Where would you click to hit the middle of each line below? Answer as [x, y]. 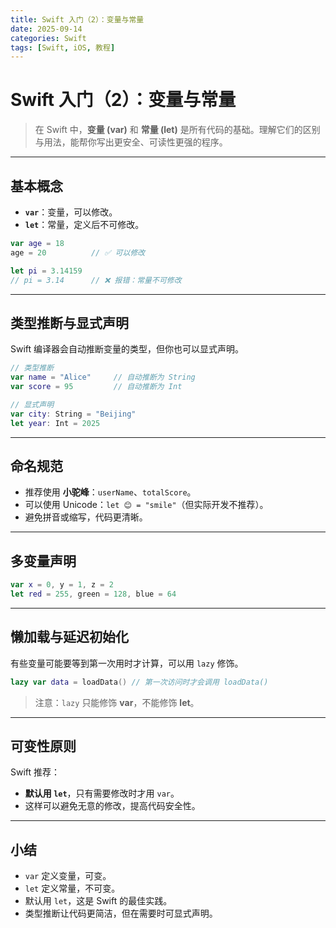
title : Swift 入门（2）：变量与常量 [77, 19]
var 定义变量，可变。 [68, 876]
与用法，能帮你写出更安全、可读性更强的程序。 [131, 142]
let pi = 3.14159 [46, 271]
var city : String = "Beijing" [73, 414]
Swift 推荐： [35, 772]
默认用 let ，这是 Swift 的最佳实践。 [98, 901]
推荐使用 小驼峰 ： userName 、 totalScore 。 [110, 492]
